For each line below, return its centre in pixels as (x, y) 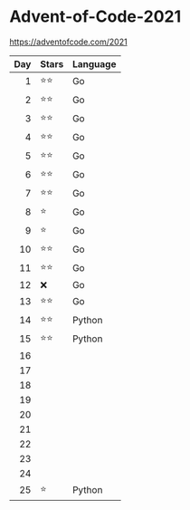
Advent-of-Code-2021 (95, 17)
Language (94, 63)
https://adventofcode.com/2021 (69, 42)
